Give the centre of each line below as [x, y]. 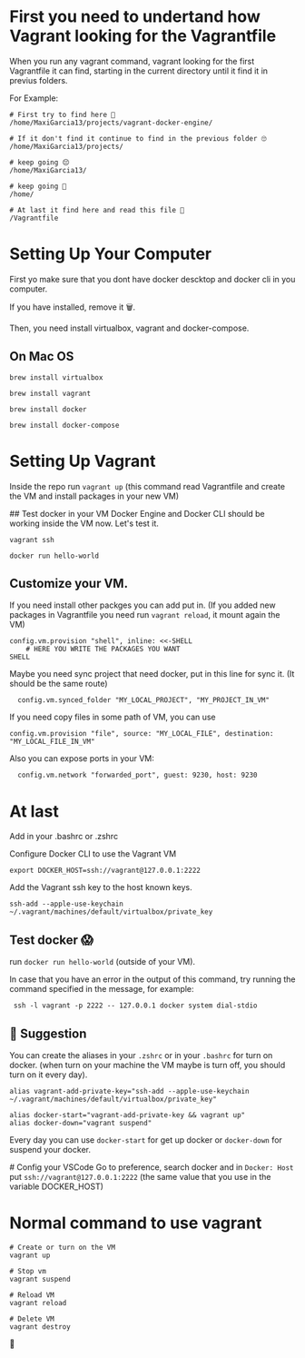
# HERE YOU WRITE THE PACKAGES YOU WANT [103, 649]
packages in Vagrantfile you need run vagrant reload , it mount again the [145, 615]
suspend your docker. [50, 1150]
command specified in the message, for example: [102, 989]
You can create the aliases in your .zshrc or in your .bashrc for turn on [141, 1055]
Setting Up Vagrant [83, 461]
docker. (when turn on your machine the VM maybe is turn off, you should [148, 1065]
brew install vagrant [50, 393]
